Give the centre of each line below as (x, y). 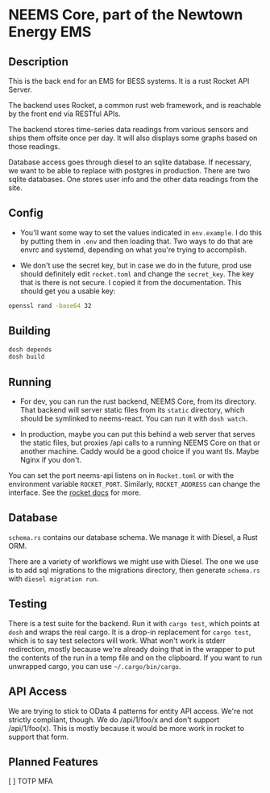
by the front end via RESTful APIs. (64, 114)
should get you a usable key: (68, 291)
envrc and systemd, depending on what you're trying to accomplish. (133, 249)
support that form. (39, 737)
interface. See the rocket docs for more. (75, 492)
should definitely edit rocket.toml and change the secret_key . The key (137, 274)
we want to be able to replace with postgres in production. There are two (129, 170)
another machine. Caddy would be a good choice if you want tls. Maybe (139, 451)
